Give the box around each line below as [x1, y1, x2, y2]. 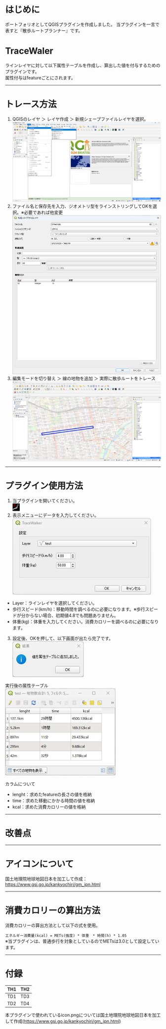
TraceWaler [5, 45, 53, 57]
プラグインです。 [5, 69, 40, 74]
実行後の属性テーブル [5, 683, 48, 688]
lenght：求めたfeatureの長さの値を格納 [12, 791, 92, 797]
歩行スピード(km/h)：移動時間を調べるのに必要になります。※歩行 [12, 606, 145, 612]
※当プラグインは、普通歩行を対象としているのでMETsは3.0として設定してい [5, 938, 160, 944]
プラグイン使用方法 [5, 480, 83, 491]
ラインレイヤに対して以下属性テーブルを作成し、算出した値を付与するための [5, 62, 161, 68]
